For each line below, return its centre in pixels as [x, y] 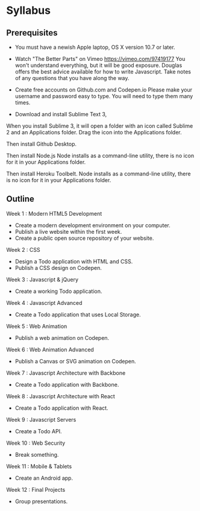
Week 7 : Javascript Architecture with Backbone [66, 373]
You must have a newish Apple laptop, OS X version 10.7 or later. [95, 47]
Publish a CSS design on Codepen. [58, 268]
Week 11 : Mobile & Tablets [39, 466]
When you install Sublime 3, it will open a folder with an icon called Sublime [100, 126]
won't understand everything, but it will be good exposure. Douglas [98, 65]
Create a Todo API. [38, 431]
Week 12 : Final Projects [36, 489]
